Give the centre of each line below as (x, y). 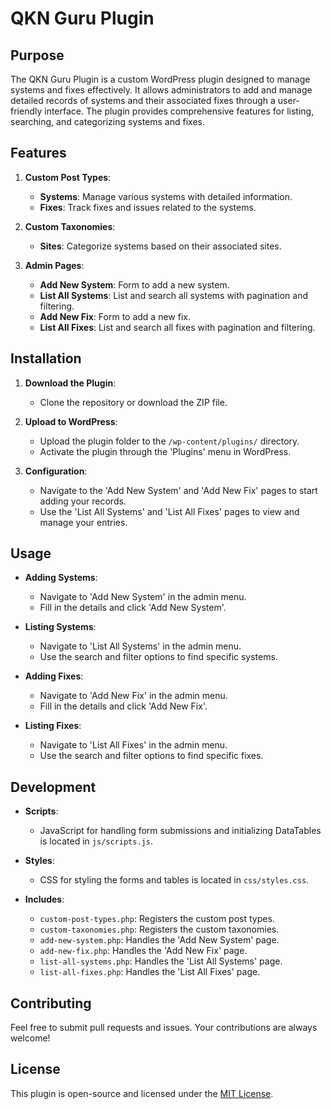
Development (53, 787)
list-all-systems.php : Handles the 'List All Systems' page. (161, 961)
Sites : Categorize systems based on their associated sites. (160, 246)
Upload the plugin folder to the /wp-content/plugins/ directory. (169, 441)
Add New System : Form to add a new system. (134, 284)
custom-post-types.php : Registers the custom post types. (157, 919)
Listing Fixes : (53, 726)
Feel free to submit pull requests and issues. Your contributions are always (164, 1028)
